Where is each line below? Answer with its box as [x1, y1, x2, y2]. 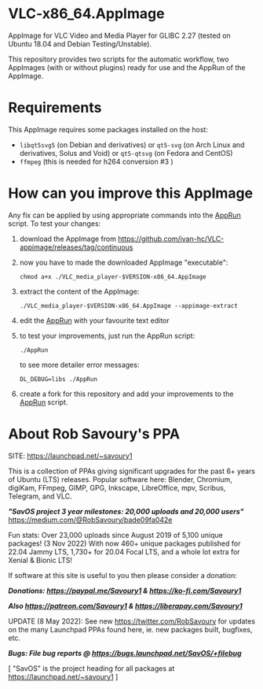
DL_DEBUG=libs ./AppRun [19, 375, 98, 383]
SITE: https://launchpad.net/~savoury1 [8, 450, 133, 461]
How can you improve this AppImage [8, 184, 254, 202]
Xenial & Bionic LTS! [8, 555, 73, 565]
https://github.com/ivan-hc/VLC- [117, 234, 225, 243]
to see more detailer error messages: [19, 360, 140, 369]
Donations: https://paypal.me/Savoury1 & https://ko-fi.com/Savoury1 [8, 586, 242, 595]
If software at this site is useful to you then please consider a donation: [8, 570, 237, 580]
